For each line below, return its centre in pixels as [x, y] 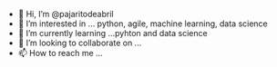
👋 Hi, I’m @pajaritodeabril [66, 14]
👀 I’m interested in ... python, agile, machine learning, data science [143, 24]
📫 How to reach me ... [60, 53]
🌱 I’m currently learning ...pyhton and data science [113, 33]
